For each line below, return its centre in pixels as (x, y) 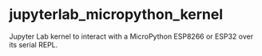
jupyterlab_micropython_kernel (116, 15)
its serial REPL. (34, 44)
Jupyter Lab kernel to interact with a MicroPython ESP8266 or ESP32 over (131, 36)
